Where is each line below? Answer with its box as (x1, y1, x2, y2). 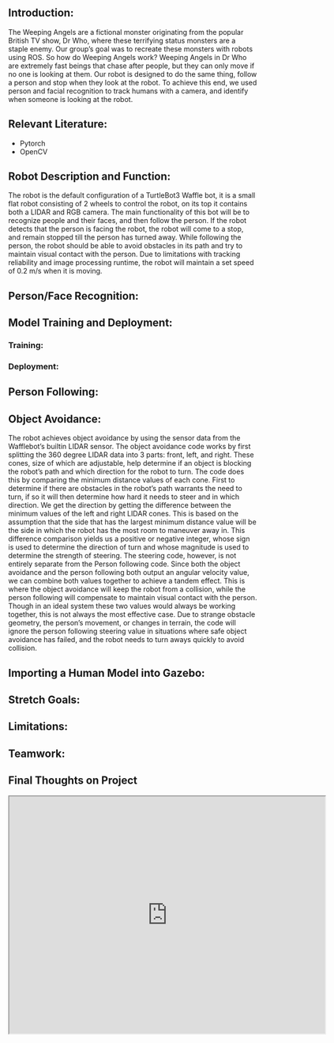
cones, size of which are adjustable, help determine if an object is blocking (8, 459, 252, 468)
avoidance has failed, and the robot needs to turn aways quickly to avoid (8, 635, 245, 644)
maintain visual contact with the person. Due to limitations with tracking (8, 249, 241, 259)
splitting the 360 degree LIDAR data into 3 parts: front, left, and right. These (8, 450, 254, 459)
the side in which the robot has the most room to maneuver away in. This (8, 526, 246, 535)
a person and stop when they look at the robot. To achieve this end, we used (8, 77, 257, 87)
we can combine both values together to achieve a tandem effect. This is (8, 576, 246, 586)
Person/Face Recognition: (8, 289, 140, 303)
